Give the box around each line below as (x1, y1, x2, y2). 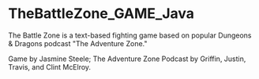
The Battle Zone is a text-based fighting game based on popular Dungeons (8, 31, 252, 40)
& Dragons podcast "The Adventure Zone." (8, 38, 148, 48)
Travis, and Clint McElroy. (8, 62, 92, 71)
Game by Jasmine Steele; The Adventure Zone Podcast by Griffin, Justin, (8, 54, 246, 63)
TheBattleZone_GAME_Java (8, 5, 195, 23)
